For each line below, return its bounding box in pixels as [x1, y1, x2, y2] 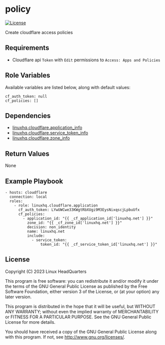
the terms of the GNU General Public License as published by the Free [5, 283, 148, 289]
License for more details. [5, 319, 56, 325]
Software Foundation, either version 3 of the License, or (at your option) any [5, 288, 160, 295]
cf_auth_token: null [5, 94, 48, 99]
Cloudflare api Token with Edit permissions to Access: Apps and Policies [12, 57, 161, 63]
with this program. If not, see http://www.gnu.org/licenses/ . [5, 334, 126, 340]
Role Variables [5, 71, 50, 80]
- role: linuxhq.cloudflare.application [14, 203, 98, 208]
